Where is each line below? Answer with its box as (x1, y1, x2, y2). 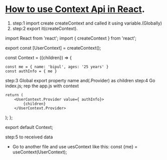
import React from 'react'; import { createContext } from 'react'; (5, 35, 137, 41)
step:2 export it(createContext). (12, 25, 78, 31)
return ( (5, 92, 24, 97)
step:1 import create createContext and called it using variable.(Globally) (12, 20, 162, 26)
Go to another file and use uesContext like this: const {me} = (12, 143, 138, 149)
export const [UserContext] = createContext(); (5, 45, 101, 51)
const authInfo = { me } (5, 69, 57, 74)
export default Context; (5, 124, 54, 130)
